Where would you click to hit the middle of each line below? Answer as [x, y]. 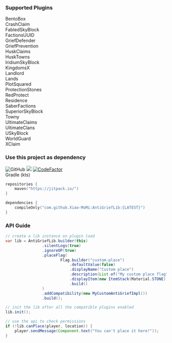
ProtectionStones [24, 90]
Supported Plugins [29, 8]
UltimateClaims [21, 123]
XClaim [13, 144]
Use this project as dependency [46, 157]
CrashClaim [18, 24]
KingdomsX [18, 68]
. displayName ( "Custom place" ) [102, 270]
